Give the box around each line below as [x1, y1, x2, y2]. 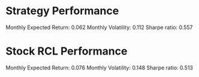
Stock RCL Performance [5, 44, 128, 58]
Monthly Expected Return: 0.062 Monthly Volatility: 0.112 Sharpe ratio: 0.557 [5, 24, 193, 31]
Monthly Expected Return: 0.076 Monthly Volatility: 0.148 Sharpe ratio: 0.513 [5, 64, 193, 71]
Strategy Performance [5, 4, 119, 18]
